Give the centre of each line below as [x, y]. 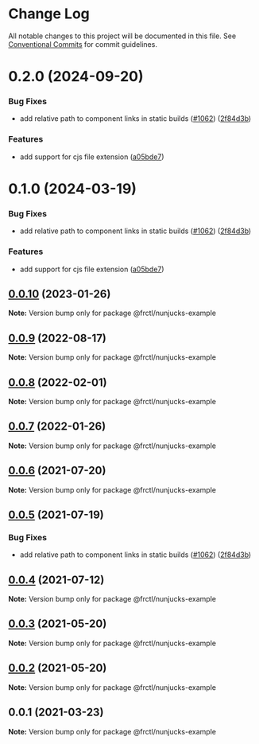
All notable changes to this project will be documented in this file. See [122, 36]
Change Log [49, 14]
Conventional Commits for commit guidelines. [83, 44]
